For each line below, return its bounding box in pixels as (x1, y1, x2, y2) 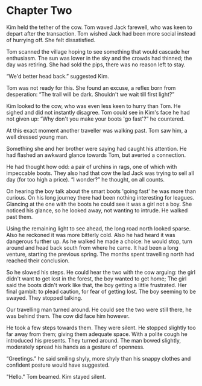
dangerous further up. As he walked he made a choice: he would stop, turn (6, 238, 193, 245)
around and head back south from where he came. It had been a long (6, 244, 179, 251)
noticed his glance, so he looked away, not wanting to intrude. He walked (6, 206, 188, 214)
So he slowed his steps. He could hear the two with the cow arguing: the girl (6, 268, 196, 276)
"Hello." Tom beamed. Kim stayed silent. (6, 373, 107, 380)
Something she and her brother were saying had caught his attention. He (6, 145, 187, 152)
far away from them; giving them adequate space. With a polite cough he (6, 330, 188, 338)
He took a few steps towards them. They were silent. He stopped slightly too (6, 324, 196, 331)
